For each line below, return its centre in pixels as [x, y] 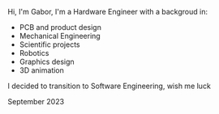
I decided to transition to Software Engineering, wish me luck [109, 86]
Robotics [34, 53]
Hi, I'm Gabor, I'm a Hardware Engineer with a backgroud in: [108, 12]
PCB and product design [60, 27]
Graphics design [47, 61]
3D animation [41, 70]
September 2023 [36, 101]
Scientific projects [49, 44]
